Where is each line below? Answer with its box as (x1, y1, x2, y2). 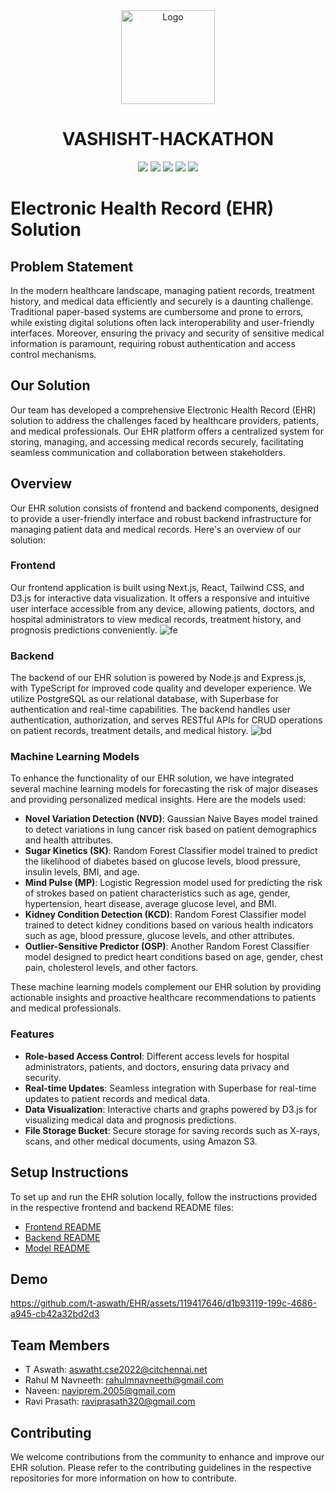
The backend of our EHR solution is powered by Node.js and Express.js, (10, 672, 307, 684)
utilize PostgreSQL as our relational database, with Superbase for (10, 693, 280, 705)
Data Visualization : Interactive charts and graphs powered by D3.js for (24, 1103, 318, 1115)
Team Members (10, 1337, 110, 1354)
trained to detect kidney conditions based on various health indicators (24, 919, 314, 931)
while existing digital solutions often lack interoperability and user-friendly (10, 316, 315, 328)
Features (10, 1027, 55, 1041)
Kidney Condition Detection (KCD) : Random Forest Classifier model (24, 909, 307, 921)
